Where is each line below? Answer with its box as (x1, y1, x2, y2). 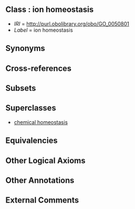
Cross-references (5, 63, 72, 73)
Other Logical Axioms (5, 155, 86, 166)
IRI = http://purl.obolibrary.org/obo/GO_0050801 (13, 20, 129, 27)
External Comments (5, 196, 79, 205)
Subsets (5, 83, 36, 93)
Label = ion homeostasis (13, 26, 73, 33)
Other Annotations (5, 175, 74, 185)
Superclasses (5, 103, 56, 113)
